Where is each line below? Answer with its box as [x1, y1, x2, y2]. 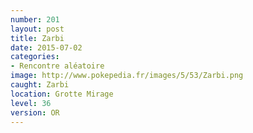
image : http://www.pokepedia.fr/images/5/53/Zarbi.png [10, 71, 244, 81]
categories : [10, 52, 60, 62]
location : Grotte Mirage [10, 89, 114, 99]
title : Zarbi [10, 33, 65, 43]
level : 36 [10, 98, 52, 108]
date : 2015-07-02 [10, 42, 83, 53]
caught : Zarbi [10, 80, 70, 90]
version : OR [10, 107, 60, 118]
